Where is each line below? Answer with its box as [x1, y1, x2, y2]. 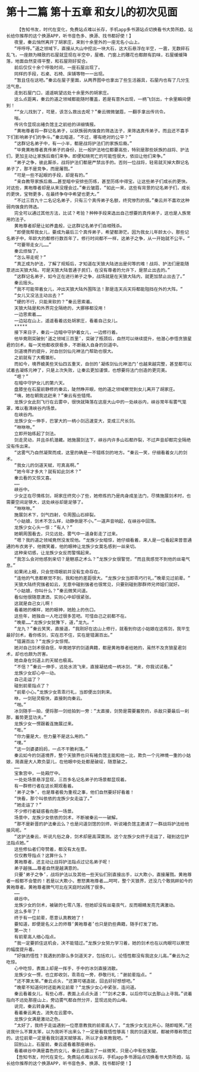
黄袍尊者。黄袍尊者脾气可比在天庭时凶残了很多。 [6, 884, 108, 890]
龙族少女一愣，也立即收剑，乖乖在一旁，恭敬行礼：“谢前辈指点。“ [14, 972, 153, 978]
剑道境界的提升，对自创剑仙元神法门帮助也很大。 [14, 348, 116, 355]
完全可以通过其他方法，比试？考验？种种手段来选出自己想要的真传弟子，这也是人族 [14, 210, 187, 216]
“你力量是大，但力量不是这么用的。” [14, 734, 89, 739]
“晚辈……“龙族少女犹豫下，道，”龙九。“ [14, 619, 94, 626]
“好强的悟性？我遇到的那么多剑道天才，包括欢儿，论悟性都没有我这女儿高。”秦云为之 [14, 953, 190, 959]
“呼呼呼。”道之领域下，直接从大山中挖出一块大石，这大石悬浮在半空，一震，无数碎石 [14, 45, 190, 51]
